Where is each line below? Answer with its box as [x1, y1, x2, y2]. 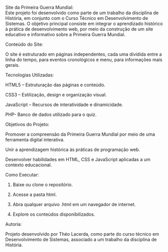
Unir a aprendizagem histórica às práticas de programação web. [5, 146, 141, 153]
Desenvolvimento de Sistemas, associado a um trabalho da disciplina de [5, 237, 157, 242]
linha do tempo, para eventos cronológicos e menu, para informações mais [5, 57, 163, 63]
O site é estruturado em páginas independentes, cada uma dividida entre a [5, 51, 162, 57]
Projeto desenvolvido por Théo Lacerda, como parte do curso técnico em [5, 231, 159, 237]
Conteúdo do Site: [5, 41, 43, 47]
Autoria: [5, 221, 22, 227]
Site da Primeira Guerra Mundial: [5, 5, 74, 10]
